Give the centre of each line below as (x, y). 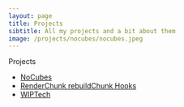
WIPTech (35, 95)
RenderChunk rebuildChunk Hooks (78, 86)
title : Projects (36, 24)
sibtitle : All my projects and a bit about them (92, 31)
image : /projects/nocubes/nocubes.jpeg (76, 39)
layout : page (30, 16)
